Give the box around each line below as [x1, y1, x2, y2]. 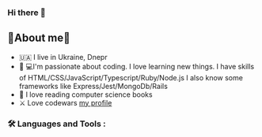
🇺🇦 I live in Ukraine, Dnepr [18, 52, 108, 61]
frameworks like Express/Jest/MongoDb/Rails [18, 81, 168, 91]
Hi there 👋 [7, 7, 47, 18]
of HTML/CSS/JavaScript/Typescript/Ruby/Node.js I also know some [18, 72, 243, 82]
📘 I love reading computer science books [18, 90, 153, 99]
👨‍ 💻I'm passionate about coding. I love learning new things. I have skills [18, 61, 255, 71]
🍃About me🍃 [7, 31, 70, 45]
